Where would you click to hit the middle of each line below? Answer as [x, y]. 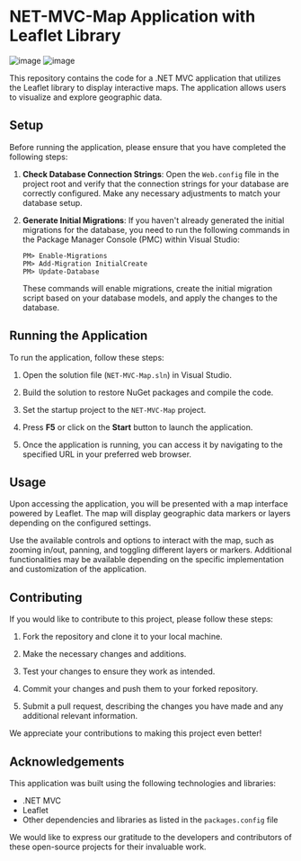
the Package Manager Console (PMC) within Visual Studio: [131, 239]
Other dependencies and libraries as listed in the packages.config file [150, 820]
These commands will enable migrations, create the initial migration [147, 288]
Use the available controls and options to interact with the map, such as [142, 541]
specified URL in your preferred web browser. [106, 454]
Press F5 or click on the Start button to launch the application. [137, 427]
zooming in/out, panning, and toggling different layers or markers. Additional [150, 550]
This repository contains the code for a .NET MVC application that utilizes [145, 77]
